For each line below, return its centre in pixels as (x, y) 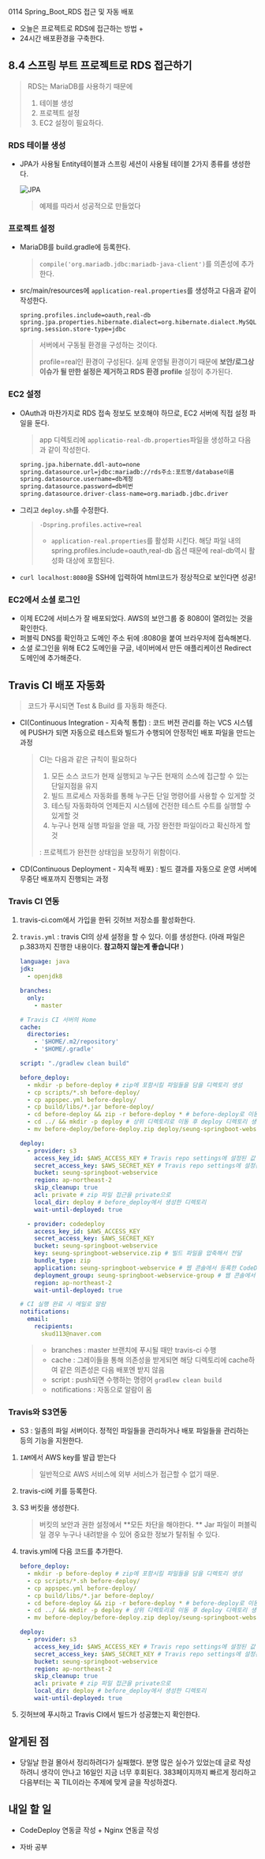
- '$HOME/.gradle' (64, 1049)
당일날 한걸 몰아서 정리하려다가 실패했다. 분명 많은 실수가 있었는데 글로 (128, 1762)
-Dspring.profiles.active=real (91, 525)
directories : (49, 1035)
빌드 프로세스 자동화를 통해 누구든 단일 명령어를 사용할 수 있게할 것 (153, 796)
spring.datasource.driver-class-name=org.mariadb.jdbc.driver (124, 494)
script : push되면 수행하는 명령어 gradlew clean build (136, 1380)
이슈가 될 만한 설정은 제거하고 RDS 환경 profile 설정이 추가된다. (136, 372)
